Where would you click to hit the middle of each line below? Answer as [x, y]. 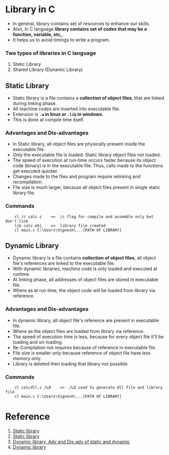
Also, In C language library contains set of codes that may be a [80, 29]
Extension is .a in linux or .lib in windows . [58, 114]
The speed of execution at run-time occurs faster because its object [84, 160]
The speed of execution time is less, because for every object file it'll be [88, 337]
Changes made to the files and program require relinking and [77, 177]
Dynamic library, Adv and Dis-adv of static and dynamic [71, 441]
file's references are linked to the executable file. [64, 264]
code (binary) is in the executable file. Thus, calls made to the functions [88, 166]
